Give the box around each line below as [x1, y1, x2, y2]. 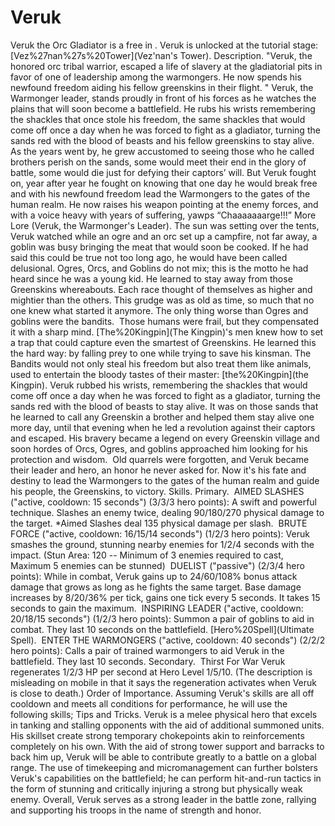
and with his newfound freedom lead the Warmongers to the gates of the [10, 187, 311, 200]
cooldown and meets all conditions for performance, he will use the [10, 697, 288, 710]
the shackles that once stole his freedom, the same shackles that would [10, 113, 306, 125]
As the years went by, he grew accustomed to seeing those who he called [10, 145, 315, 157]
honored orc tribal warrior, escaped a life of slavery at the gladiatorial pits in [10, 60, 323, 72]
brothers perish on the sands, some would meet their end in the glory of [10, 156, 307, 168]
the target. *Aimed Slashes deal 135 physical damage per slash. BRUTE [10, 517, 308, 529]
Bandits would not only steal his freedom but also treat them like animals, [10, 357, 312, 370]
